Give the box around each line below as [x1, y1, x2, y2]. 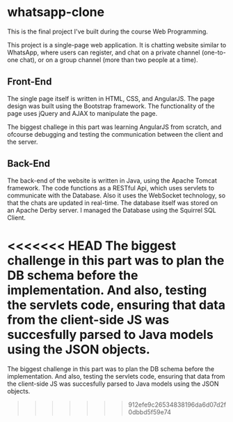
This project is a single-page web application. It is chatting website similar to [7, 40, 227, 49]
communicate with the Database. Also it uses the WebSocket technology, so [7, 191, 226, 199]
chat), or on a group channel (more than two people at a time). [19, 55, 198, 63]
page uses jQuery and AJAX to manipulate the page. [7, 109, 158, 117]
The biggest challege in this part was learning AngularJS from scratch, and [7, 123, 222, 131]
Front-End [7, 76, 52, 88]
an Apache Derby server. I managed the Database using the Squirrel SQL [7, 206, 217, 214]
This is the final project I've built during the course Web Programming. [7, 27, 209, 36]
